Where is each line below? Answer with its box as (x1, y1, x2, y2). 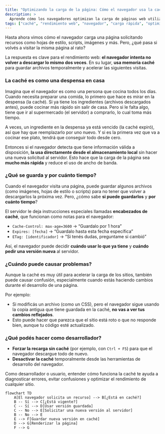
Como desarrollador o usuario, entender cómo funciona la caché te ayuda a (5, 371, 159, 377)
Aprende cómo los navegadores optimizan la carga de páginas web (9, 16, 146, 21)
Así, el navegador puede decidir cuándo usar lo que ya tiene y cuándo (5, 243, 149, 249)
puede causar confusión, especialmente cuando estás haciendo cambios (5, 277, 153, 283)
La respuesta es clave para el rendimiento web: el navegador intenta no (5, 55, 151, 61)
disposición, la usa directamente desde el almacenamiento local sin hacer (5, 149, 158, 155)
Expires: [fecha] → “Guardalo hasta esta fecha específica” (12, 228, 134, 234)
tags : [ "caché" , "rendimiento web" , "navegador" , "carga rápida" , (5, 21, 144, 26)
